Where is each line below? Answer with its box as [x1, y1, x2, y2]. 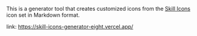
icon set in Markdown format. [6, 11, 80, 19]
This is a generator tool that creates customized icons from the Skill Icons [6, 5, 190, 12]
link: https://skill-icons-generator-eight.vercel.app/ [6, 23, 134, 30]
